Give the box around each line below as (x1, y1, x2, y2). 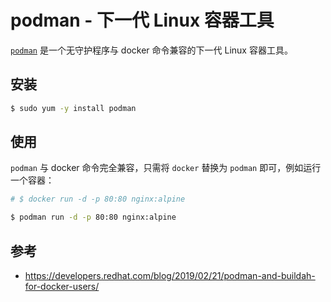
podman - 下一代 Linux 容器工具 (10, 9, 275, 32)
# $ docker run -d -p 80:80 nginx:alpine (10, 194, 186, 205)
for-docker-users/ (24, 281, 100, 292)
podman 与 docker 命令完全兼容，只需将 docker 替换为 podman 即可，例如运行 (10, 162, 322, 174)
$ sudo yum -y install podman (10, 103, 137, 113)
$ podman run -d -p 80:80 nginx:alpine (10, 212, 177, 223)
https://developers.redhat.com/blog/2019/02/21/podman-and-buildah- (24, 270, 316, 281)
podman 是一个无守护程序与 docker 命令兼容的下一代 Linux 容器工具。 (10, 44, 293, 56)
